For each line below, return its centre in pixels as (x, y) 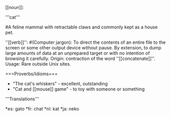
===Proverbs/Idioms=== (31, 74)
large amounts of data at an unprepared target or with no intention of (78, 53)
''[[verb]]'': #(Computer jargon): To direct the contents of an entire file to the (86, 42)
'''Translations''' (22, 99)
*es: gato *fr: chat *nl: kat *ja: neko (42, 109)
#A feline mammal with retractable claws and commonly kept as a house (82, 27)
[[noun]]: (15, 7)
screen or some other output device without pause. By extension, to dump (83, 48)
